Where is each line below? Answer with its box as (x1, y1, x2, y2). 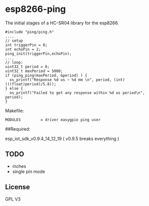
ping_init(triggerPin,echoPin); (5, 51, 72, 56)
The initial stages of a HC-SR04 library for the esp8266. (5, 20, 119, 26)
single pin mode (12, 168, 46, 174)
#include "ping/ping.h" (5, 29, 54, 34)
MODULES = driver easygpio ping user (5, 117, 100, 122)
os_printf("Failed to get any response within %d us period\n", (9, 90, 145, 95)
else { (9, 86, 23, 91)
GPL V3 (5, 196, 21, 202)
